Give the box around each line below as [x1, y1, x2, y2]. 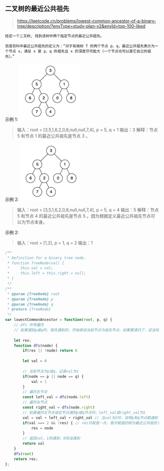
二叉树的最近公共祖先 [5, 4, 69, 13]
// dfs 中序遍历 [14, 322, 44, 328]
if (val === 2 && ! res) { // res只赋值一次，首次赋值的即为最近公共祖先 [22, 420, 158, 426]
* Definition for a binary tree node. [7, 255, 86, 260]
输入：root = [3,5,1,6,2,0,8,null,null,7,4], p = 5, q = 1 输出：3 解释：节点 [17, 127, 158, 133]
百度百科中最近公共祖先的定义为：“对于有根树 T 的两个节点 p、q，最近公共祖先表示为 [5, 44, 155, 48]
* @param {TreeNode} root [7, 292, 60, 296]
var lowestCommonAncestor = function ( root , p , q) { [5, 317, 112, 322]
